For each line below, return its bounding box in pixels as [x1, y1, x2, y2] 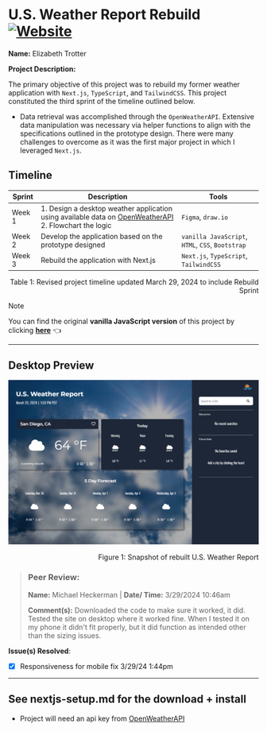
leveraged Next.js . [19, 145, 82, 155]
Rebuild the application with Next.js [41, 255, 157, 265]
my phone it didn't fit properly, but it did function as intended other [27, 622, 246, 632]
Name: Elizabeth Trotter [8, 48, 87, 58]
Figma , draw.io [181, 212, 229, 222]
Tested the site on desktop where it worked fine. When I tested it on [27, 613, 250, 623]
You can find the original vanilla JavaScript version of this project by [8, 316, 235, 326]
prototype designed [41, 240, 106, 249]
